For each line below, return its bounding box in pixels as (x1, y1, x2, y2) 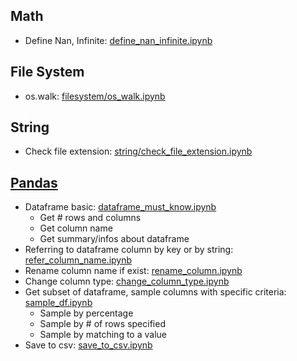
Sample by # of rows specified (39, 318, 166, 330)
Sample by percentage (39, 307, 134, 319)
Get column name (39, 222, 113, 234)
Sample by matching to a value (39, 329, 167, 341)
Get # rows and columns (39, 212, 142, 224)
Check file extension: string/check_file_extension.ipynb (24, 145, 253, 158)
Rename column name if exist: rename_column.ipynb (24, 265, 243, 277)
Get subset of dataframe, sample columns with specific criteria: (24, 286, 287, 298)
